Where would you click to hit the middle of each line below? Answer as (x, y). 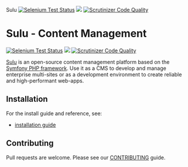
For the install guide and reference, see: (54, 113)
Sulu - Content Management (76, 34)
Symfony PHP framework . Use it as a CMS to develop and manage (86, 68)
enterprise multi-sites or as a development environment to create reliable (94, 74)
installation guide (35, 125)
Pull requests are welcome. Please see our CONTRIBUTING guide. (86, 157)
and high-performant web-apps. (45, 81)
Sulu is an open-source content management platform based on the (88, 62)
